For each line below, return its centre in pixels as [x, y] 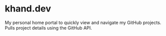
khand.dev [28, 9]
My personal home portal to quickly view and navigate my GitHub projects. [83, 22]
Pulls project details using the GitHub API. [48, 27]
